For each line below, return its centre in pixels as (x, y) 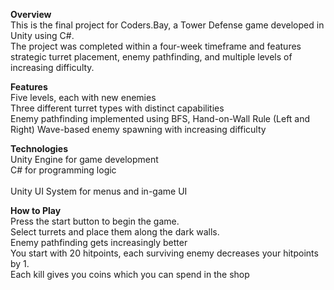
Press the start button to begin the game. (95, 221)
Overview (31, 14)
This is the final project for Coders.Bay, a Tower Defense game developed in (167, 25)
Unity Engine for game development (84, 159)
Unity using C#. (42, 35)
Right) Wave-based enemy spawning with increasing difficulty (138, 129)
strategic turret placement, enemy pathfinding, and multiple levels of (151, 57)
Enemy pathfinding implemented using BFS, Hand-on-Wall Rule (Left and (160, 118)
